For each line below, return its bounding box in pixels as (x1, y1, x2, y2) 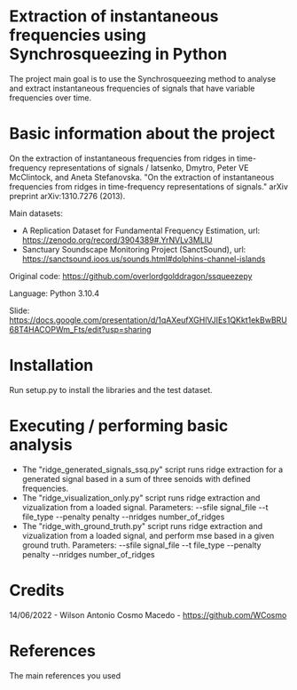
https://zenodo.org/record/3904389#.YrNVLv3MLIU (21, 234, 213, 245)
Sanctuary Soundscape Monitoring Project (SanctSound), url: (21, 244, 246, 254)
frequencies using (9, 25, 146, 45)
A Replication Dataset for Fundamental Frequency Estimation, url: (21, 225, 261, 236)
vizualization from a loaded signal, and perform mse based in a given (21, 530, 275, 541)
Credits (9, 580, 65, 600)
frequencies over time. (9, 92, 92, 103)
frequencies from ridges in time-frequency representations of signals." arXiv (9, 181, 288, 192)
